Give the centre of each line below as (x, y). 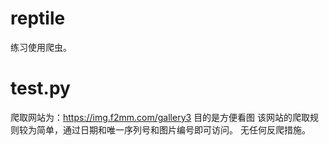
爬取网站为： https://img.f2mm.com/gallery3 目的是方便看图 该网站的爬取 (160, 117)
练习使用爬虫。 (41, 47)
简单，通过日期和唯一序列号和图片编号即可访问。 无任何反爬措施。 (173, 129)
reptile (38, 18)
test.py (40, 88)
